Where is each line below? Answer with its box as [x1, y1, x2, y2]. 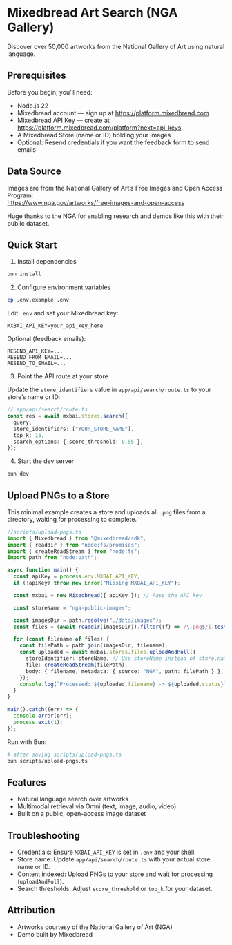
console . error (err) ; [13, 712, 72, 719]
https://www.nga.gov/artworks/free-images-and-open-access [7, 198, 185, 206]
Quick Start [7, 239, 57, 251]
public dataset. [7, 219, 50, 227]
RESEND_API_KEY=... [7, 348, 64, 355]
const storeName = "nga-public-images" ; [13, 604, 131, 612]
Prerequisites [7, 70, 66, 81]
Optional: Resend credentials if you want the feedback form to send [17, 138, 210, 146]
